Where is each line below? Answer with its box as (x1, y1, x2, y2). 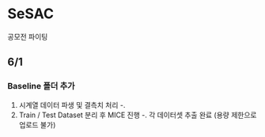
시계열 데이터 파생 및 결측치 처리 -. (18, 100, 126, 109)
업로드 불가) (18, 120, 56, 129)
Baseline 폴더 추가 (7, 81, 75, 92)
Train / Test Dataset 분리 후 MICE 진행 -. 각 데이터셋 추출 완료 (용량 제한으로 (18, 110, 257, 120)
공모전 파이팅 (7, 32, 48, 41)
